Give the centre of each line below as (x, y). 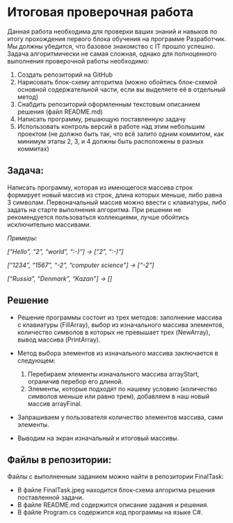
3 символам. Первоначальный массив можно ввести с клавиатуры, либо (117, 202)
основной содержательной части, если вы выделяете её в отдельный (121, 89)
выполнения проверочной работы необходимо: (78, 61)
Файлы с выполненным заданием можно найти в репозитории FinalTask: (115, 477)
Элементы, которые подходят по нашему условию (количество (122, 388)
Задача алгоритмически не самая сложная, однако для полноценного (112, 54)
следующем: (36, 361)
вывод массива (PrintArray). (59, 340)
